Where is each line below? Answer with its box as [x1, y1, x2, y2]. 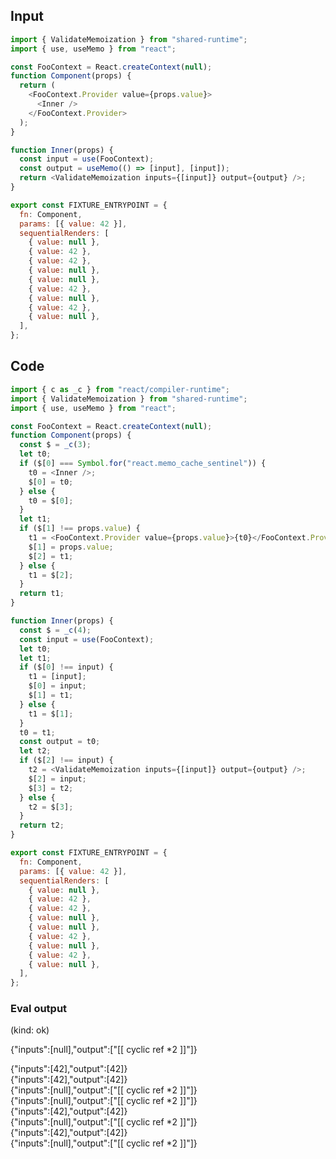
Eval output [10, 1002, 68, 1016]
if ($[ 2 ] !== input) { [19, 755, 114, 766]
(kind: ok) [10, 1024, 50, 1036]
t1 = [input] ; [28, 672, 87, 682]
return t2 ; [19, 820, 65, 831]
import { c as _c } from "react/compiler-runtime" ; [10, 384, 230, 394]
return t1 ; [19, 589, 65, 599]
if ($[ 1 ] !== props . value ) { [19, 524, 141, 534]
